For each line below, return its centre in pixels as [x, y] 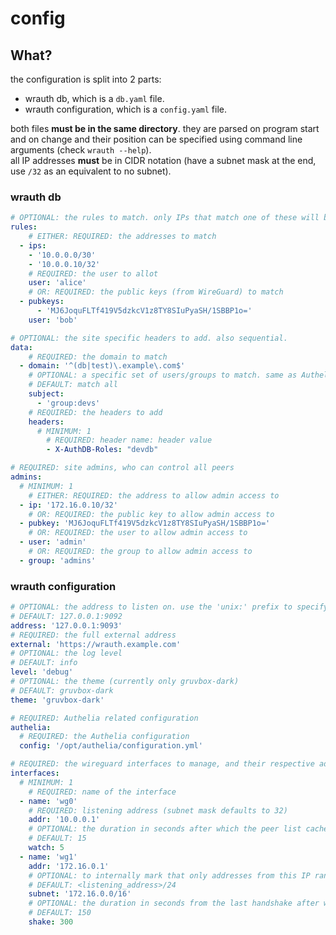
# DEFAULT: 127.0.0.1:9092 [66, 616]
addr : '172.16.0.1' [69, 866]
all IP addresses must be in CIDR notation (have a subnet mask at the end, [163, 160]
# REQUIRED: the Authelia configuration [104, 737]
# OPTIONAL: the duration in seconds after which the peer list [165, 829]
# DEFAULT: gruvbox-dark [62, 690]
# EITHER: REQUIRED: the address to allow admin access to [154, 495]
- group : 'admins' [58, 560]
